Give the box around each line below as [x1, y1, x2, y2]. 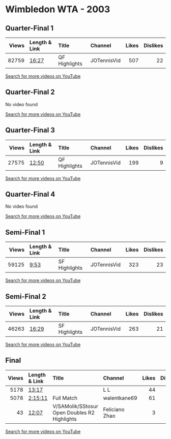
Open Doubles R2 [52, 409, 95, 416]
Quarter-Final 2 [5, 88, 55, 97]
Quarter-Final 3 [5, 126, 55, 135]
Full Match [52, 394, 78, 401]
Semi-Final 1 [5, 228, 45, 237]
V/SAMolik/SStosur [52, 402, 98, 410]
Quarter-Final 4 [5, 190, 55, 199]
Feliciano [103, 405, 125, 413]
